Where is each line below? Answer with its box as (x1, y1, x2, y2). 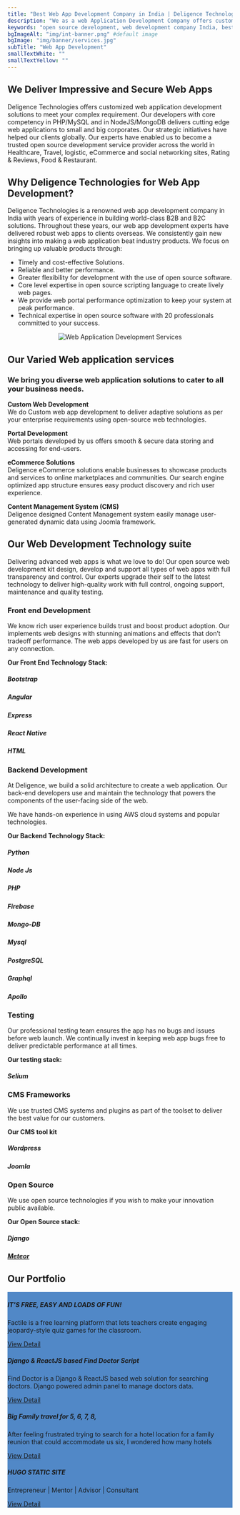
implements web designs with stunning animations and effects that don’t (7, 630, 221, 638)
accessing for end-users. (7, 444, 82, 453)
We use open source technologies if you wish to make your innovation (7, 1196, 214, 1205)
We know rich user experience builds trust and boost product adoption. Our (7, 622, 230, 630)
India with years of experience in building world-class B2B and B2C (7, 214, 206, 222)
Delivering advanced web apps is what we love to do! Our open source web (7, 557, 230, 565)
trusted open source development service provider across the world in (7, 140, 215, 149)
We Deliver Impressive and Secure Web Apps (7, 84, 213, 96)
